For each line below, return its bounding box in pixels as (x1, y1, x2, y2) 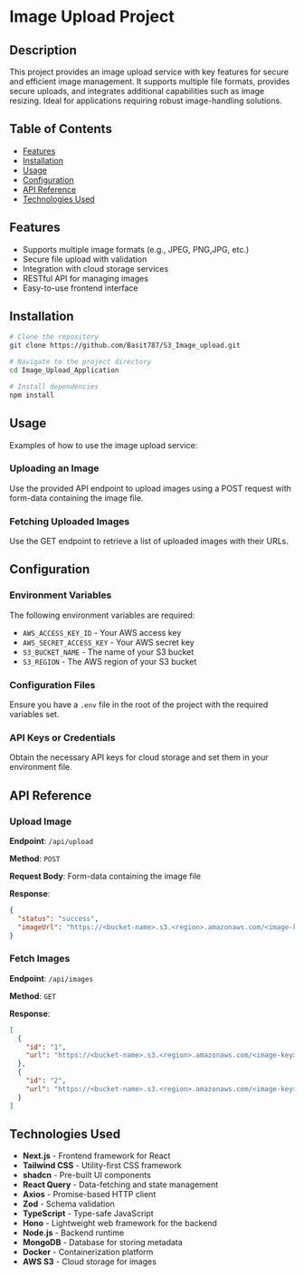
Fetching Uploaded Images (9, 514, 130, 527)
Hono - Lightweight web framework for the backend (22, 1218, 217, 1229)
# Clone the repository (9, 332, 100, 341)
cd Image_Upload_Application (9, 366, 119, 375)
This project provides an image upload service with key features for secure (9, 66, 290, 77)
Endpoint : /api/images (9, 973, 93, 983)
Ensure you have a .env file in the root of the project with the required (9, 699, 269, 710)
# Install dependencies (9, 382, 100, 391)
